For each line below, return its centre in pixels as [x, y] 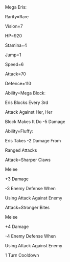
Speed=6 [14, 64]
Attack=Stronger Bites [27, 207]
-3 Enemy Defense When [31, 188]
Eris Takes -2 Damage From [33, 141]
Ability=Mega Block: [25, 93]
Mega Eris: [16, 7]
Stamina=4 [16, 45]
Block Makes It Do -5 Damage [35, 122]
